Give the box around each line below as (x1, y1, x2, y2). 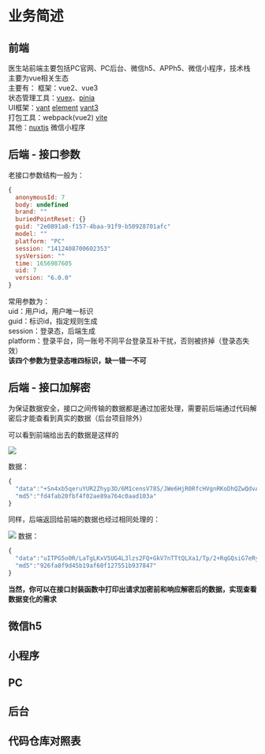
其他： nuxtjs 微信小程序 (8, 123, 85, 132)
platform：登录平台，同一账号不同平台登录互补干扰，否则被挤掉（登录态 (8, 336, 243, 345)
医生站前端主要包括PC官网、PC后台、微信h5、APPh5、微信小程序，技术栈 (8, 64, 251, 73)
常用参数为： (8, 297, 50, 306)
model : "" (15, 230, 47, 238)
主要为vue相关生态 (8, 73, 69, 83)
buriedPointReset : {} (15, 215, 87, 223)
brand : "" (15, 208, 47, 216)
